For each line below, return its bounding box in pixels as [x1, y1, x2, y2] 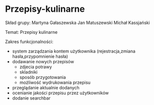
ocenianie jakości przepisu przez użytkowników [12, 90, 109, 96]
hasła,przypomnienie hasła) [12, 53, 68, 59]
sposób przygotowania [19, 74, 66, 80]
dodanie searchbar [12, 95, 51, 101]
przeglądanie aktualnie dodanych [12, 84, 80, 90]
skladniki [19, 69, 38, 75]
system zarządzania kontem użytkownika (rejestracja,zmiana [12, 48, 136, 54]
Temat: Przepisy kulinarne [5, 29, 58, 35]
